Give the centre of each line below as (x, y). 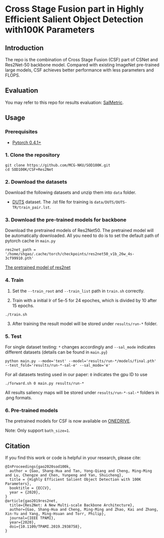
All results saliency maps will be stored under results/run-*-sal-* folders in (82, 392)
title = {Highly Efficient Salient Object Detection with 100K (75, 480)
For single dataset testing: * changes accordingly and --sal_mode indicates (80, 347)
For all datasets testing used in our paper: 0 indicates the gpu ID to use (76, 374)
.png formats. (19, 398)
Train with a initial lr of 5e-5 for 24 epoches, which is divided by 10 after (84, 300)
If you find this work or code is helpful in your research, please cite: (73, 458)
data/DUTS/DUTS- (110, 202)
